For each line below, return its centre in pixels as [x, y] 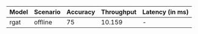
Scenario [47, 12]
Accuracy [81, 12]
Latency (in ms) [165, 12]
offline [43, 22]
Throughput [119, 12]
